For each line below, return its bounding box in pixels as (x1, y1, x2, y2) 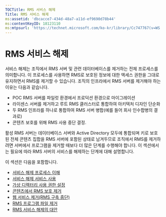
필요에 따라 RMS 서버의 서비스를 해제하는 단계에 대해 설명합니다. (10, 149, 134, 155)
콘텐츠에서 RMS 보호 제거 (12, 188, 62, 194)
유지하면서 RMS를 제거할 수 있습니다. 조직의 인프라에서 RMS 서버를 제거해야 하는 (5, 78, 161, 84)
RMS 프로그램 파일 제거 (12, 201, 58, 207)
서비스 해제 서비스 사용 (12, 176, 56, 182)
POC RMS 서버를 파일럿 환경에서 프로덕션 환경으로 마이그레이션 (12, 95, 135, 101)
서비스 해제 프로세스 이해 (12, 170, 60, 175)
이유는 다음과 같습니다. (5, 85, 49, 90)
